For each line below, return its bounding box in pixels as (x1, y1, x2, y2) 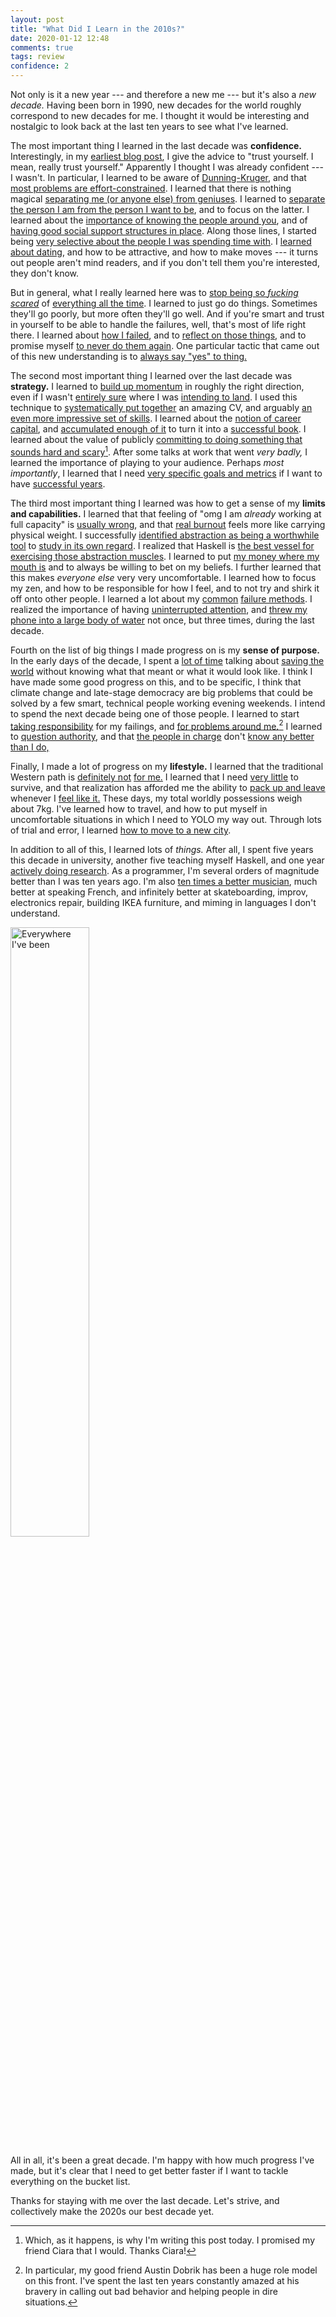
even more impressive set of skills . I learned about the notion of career (10, 412, 302, 424)
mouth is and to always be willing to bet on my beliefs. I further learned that (10, 561, 322, 573)
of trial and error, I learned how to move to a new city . (10, 824, 232, 836)
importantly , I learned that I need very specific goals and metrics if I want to (10, 467, 323, 479)
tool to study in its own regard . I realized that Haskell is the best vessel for (10, 539, 315, 551)
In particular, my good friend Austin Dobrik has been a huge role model (24, 2264, 318, 2276)
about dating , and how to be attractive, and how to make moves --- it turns (10, 246, 319, 258)
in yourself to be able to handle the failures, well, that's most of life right (10, 319, 307, 330)
